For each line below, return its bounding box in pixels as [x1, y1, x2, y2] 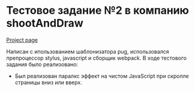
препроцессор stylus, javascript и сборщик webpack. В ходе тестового [6, 54, 187, 61]
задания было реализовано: [6, 61, 79, 68]
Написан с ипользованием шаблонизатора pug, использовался [6, 48, 169, 55]
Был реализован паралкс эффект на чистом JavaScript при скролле [14, 72, 189, 79]
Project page [6, 36, 38, 43]
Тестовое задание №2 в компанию [6, 4, 189, 17]
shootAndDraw [6, 16, 83, 30]
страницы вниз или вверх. [14, 79, 82, 86]
